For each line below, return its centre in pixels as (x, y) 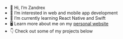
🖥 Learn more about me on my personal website (59, 24)
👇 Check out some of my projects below (51, 31)
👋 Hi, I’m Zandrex (28, 8)
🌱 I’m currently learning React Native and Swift (58, 18)
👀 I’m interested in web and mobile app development (64, 13)
